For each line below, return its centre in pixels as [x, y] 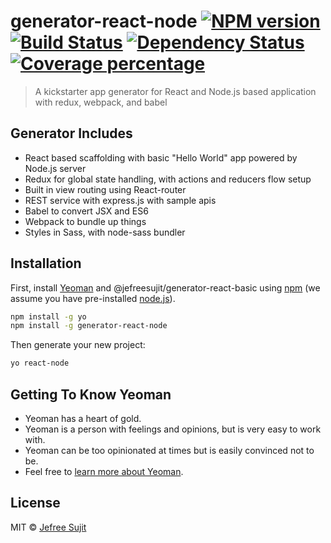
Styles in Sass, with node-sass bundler [105, 232]
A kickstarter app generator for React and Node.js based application [175, 91]
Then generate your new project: [78, 345]
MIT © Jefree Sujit [48, 527]
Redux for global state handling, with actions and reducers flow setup [168, 179]
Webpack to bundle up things [85, 221]
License [35, 503]
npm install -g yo [48, 316]
